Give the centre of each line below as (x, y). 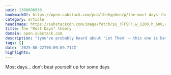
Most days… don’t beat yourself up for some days (58, 67)
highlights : (18, 52)
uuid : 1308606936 (24, 10)
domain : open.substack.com (34, 33)
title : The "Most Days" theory (38, 29)
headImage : (17, 24)
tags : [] (15, 43)
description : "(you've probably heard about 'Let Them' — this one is (82, 39)
